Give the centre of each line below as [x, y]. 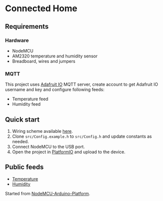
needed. [20, 141]
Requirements [27, 27]
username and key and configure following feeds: [55, 90]
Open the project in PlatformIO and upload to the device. [69, 152]
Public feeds [24, 167]
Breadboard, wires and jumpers [44, 61]
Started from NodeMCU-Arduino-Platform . [48, 193]
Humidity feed [26, 104]
